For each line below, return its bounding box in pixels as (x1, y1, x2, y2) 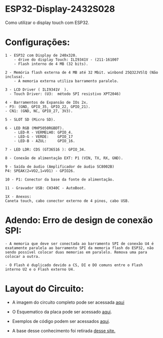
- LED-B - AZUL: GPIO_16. (14, 138, 76, 143)
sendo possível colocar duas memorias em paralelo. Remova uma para (5, 249, 147, 255)
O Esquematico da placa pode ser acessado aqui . (12, 309, 112, 315)
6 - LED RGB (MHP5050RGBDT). (5, 126, 64, 131)
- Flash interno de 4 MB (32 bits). (14, 61, 89, 67)
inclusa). (5, 74, 25, 79)
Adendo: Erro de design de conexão (5, 215, 153, 226)
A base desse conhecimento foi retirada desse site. (12, 328, 116, 334)
